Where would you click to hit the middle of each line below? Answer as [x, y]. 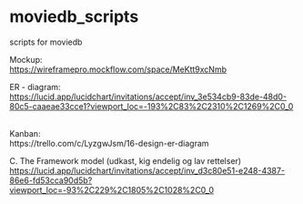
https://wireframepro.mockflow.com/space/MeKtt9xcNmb [118, 69]
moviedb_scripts [74, 17]
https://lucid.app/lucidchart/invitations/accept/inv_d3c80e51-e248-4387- [147, 170]
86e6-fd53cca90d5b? [51, 180]
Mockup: [26, 59]
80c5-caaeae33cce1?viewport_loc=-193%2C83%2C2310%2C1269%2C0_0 [151, 106]
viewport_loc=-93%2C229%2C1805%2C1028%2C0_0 [112, 189]
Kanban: [25, 133]
